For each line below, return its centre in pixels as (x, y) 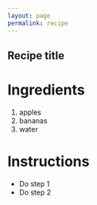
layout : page (29, 16)
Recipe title (36, 56)
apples (30, 112)
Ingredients (46, 90)
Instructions (48, 162)
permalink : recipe (38, 23)
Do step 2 (35, 192)
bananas (33, 120)
